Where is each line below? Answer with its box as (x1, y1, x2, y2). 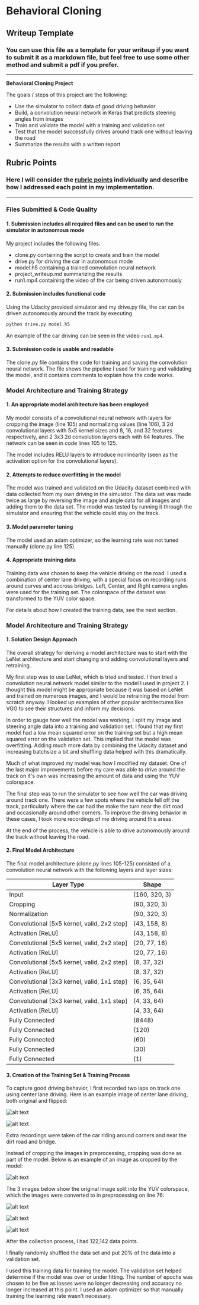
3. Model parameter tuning (6, 523, 73, 530)
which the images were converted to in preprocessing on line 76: (6, 1191, 165, 1199)
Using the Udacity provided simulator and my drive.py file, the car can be (6, 303, 185, 310)
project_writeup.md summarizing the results (14, 270, 123, 277)
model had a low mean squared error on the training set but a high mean (6, 729, 183, 736)
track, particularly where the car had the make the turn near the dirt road (6, 802, 184, 810)
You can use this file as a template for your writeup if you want (6, 46, 190, 54)
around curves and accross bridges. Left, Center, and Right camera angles (6, 582, 188, 589)
